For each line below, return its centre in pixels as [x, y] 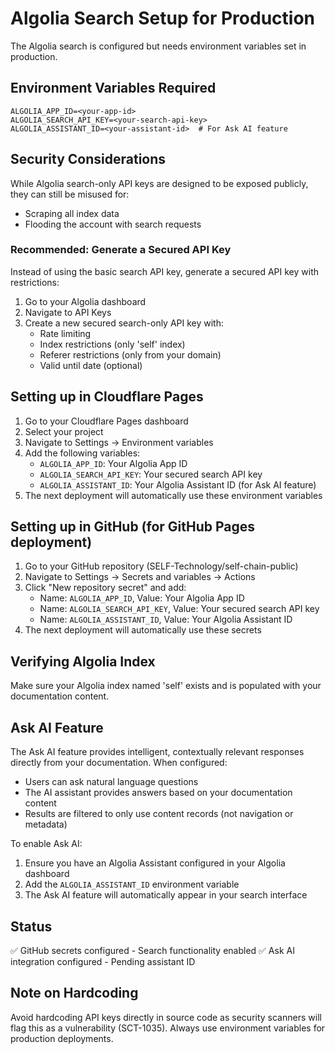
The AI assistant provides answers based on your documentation [158, 793]
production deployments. [62, 1038]
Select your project [64, 431]
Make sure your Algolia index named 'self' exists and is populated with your [166, 686]
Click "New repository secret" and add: [105, 588]
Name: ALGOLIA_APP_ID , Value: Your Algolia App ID [142, 598]
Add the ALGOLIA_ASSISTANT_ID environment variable [132, 884]
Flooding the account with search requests [113, 224]
